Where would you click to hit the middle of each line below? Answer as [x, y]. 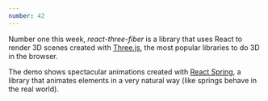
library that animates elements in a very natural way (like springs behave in [132, 80]
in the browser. [33, 56]
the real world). [33, 89]
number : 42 [27, 16]
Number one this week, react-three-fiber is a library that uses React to [126, 39]
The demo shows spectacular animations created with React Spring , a [125, 72]
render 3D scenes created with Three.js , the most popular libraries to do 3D [134, 47]
